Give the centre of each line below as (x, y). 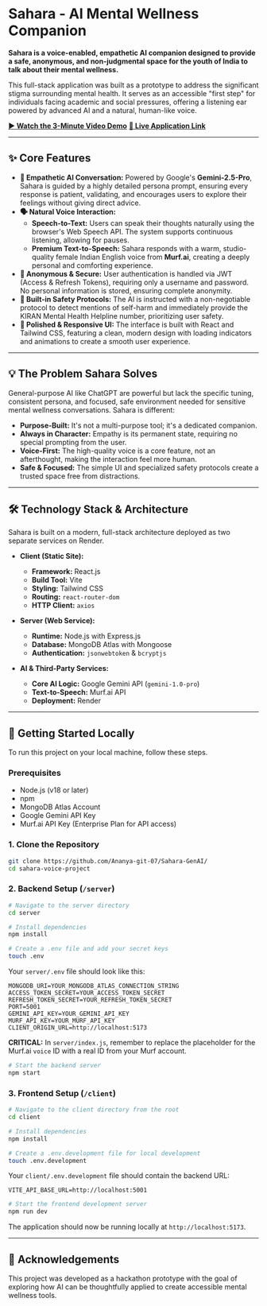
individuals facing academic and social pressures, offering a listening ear (128, 102)
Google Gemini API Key (58, 816)
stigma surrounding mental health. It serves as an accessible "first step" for (132, 93)
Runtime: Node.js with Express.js (86, 636)
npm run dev (28, 1212)
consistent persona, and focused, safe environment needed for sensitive (127, 401)
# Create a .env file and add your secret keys (89, 949)
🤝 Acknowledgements (64, 1259)
